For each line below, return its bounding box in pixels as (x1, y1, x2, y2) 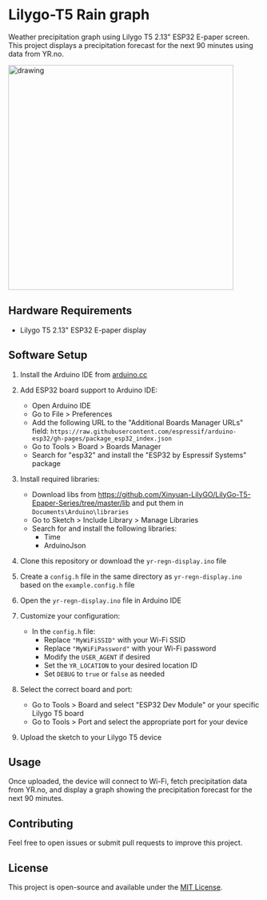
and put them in (131, 498, 184, 508)
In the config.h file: (31, 626, 96, 636)
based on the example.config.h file (19, 579, 135, 589)
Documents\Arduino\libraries (31, 508, 130, 516)
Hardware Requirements (8, 304, 133, 317)
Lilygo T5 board (31, 708, 84, 718)
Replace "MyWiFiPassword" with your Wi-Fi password (43, 643, 217, 653)
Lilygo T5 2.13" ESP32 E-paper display (19, 325, 147, 335)
